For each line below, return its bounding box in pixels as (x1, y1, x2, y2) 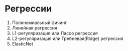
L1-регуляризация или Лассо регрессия (12, 30, 98, 36)
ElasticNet (12, 40, 34, 46)
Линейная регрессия (12, 24, 57, 30)
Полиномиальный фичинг (12, 19, 67, 25)
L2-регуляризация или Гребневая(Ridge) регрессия (12, 35, 123, 41)
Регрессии (5, 3, 52, 14)
